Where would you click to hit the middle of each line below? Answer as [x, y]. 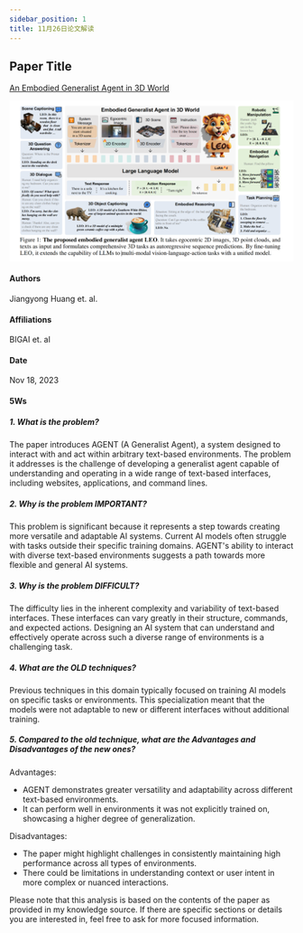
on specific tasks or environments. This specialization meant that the [137, 700]
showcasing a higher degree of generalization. [109, 818]
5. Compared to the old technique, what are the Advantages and [133, 740]
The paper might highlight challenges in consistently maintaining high [151, 853]
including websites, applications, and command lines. [109, 483]
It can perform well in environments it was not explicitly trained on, [146, 808]
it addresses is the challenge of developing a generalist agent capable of [144, 463]
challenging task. [41, 646]
